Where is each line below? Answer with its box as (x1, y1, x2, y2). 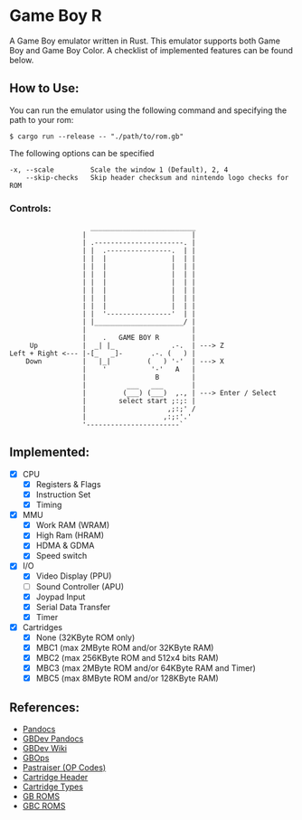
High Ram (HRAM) (35, 530, 105, 541)
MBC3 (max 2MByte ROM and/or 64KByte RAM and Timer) (35, 663, 256, 674)
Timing (35, 499, 62, 511)
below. (9, 54, 34, 65)
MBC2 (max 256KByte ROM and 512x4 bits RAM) (35, 652, 219, 663)
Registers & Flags (35, 478, 101, 489)
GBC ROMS (22, 800, 66, 811)
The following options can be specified (9, 147, 155, 158)
